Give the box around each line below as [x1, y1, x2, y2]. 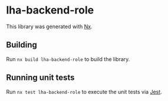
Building [6, 40, 37, 50]
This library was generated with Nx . [6, 23, 93, 30]
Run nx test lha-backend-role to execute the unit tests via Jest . [6, 88, 162, 95]
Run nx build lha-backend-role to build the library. [6, 55, 130, 62]
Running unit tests [6, 73, 75, 83]
